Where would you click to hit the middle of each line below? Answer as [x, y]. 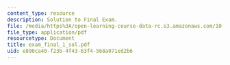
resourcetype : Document [41, 39]
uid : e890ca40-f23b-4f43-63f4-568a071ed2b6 [70, 51]
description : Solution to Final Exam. [62, 20]
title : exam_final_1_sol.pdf [49, 45]
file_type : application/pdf [47, 32]
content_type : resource [41, 13]
